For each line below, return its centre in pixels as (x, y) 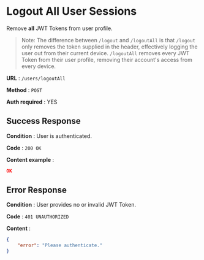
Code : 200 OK (24, 148)
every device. (39, 66)
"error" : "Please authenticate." (60, 246)
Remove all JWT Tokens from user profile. (59, 28)
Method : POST (25, 90)
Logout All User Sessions (72, 11)
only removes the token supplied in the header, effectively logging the (109, 47)
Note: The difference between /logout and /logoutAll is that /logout (108, 40)
